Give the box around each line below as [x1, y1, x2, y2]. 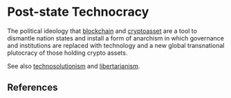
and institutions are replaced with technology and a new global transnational [7, 41, 225, 49]
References [7, 82, 58, 93]
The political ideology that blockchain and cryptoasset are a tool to [7, 27, 197, 35]
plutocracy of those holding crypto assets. [7, 49, 128, 57]
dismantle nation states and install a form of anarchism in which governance [7, 34, 225, 42]
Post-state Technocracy [7, 4, 149, 20]
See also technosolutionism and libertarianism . [7, 62, 140, 70]
